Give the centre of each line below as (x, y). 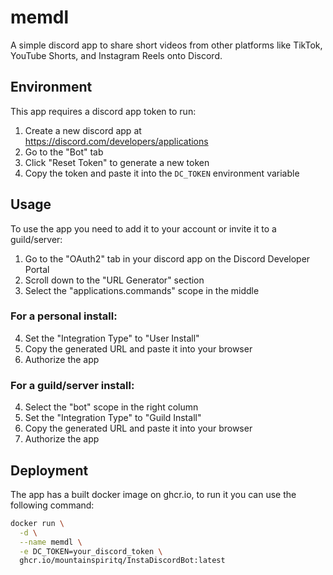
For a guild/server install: (72, 385)
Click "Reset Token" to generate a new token (117, 162)
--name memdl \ (51, 542)
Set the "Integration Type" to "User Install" (112, 338)
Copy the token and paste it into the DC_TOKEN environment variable (162, 173)
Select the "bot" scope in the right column (111, 407)
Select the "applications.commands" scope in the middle (142, 290)
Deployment (49, 470)
